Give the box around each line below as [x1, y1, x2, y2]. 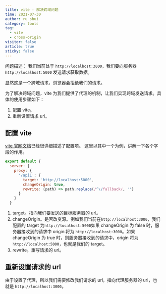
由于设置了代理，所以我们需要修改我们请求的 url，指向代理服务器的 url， [5, 277, 153, 283]
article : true [5, 44, 35, 49]
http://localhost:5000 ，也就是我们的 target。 [12, 241, 108, 247]
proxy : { [14, 168, 32, 173]
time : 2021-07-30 [5, 12, 41, 17]
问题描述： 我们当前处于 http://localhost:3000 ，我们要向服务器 [5, 63, 137, 69]
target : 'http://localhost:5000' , [23, 177, 94, 182]
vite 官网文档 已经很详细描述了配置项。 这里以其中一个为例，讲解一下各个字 [5, 143, 159, 149]
